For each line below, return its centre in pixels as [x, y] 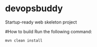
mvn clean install [24, 40]
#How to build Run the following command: [48, 31]
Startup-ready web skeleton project [41, 22]
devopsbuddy [34, 9]
